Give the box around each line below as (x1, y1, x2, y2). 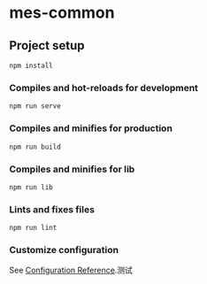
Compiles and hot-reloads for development (9, 81, 199, 94)
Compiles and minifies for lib (9, 163, 135, 175)
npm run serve (9, 102, 62, 111)
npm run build (9, 142, 62, 151)
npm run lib (9, 182, 53, 192)
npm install (9, 61, 53, 70)
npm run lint (9, 224, 57, 233)
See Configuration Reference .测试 (9, 265, 133, 276)
